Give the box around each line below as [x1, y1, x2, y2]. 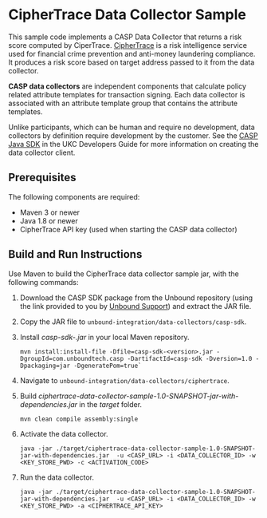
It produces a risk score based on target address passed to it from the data [8, 57, 255, 67]
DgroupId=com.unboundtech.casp [19, 354, 124, 362]
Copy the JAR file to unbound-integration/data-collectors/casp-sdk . [19, 317, 247, 326]
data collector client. [8, 148, 76, 157]
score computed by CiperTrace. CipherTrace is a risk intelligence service [8, 40, 247, 49]
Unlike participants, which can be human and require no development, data [8, 122, 255, 132]
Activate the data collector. [19, 429, 109, 438]
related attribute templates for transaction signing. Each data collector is [8, 89, 245, 99]
